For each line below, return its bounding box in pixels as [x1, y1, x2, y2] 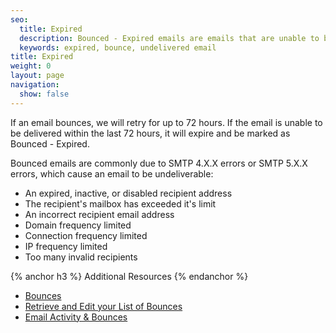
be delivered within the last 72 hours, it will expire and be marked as [10, 127, 291, 139]
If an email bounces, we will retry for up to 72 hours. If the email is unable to [10, 116, 323, 128]
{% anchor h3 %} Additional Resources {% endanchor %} [10, 270, 249, 282]
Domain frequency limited [24, 219, 132, 231]
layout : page [10, 71, 65, 81]
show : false [19, 89, 70, 99]
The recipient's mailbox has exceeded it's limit [24, 197, 217, 210]
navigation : [10, 80, 60, 90]
